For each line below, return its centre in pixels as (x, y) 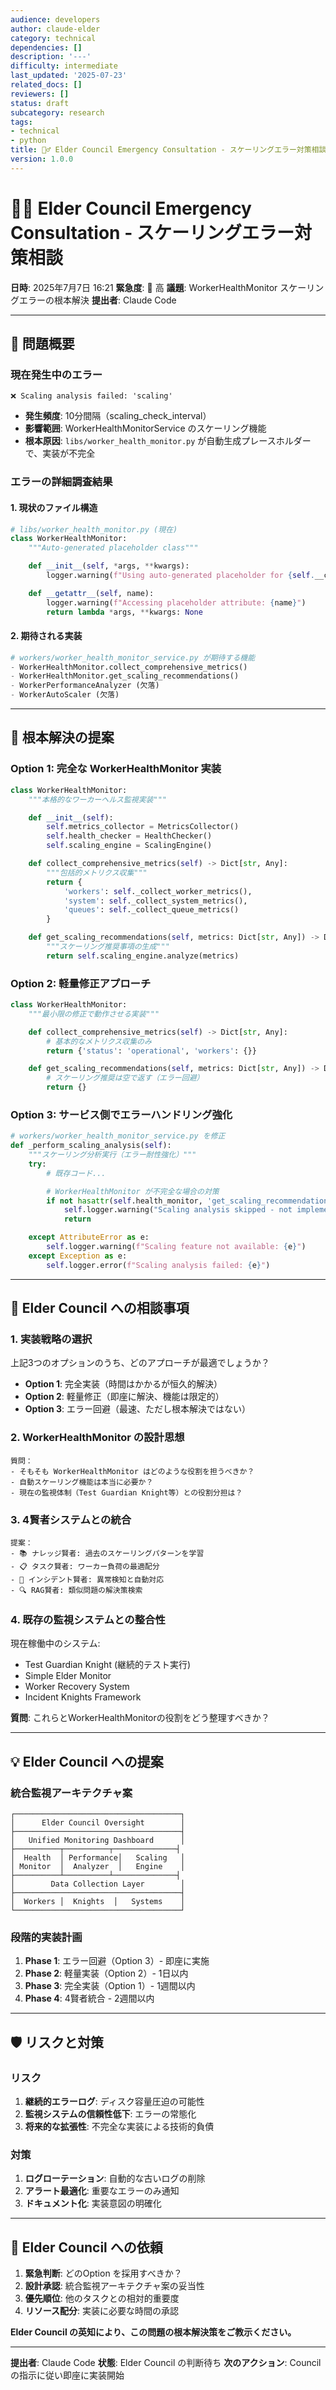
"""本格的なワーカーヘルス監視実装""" (97, 799)
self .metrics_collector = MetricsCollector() (143, 827)
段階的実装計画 (46, 1937)
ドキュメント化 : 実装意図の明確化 (93, 2203)
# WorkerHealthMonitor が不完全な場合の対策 (133, 1191)
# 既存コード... (76, 1173)
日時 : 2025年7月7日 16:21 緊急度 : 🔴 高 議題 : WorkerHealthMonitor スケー (158, 287)
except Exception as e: (78, 1256)
